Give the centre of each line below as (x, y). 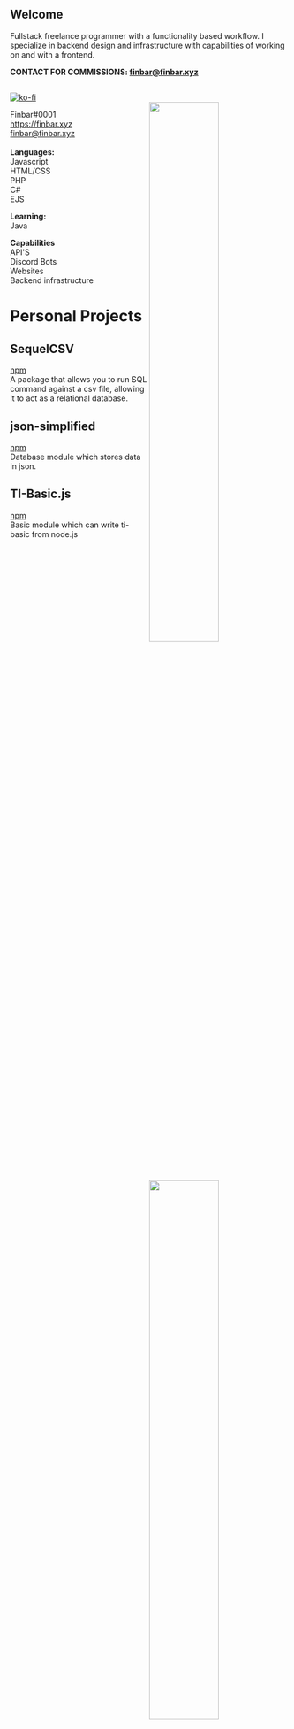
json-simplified (53, 426)
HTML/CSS (30, 171)
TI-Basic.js (41, 494)
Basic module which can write (65, 525)
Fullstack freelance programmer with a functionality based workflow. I (137, 35)
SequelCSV (42, 349)
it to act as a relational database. (69, 398)
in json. (23, 466)
